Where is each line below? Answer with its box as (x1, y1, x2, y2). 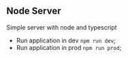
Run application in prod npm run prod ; (16, 43, 122, 51)
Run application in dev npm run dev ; (16, 36, 116, 45)
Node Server (6, 5, 62, 17)
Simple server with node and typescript (6, 23, 117, 31)
